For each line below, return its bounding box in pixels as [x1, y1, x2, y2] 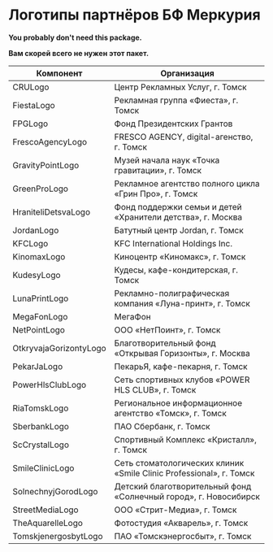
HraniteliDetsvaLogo [12, 206, 91, 217]
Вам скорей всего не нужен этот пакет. [8, 48, 149, 58]
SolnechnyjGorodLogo [12, 485, 98, 497]
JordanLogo [12, 224, 59, 236]
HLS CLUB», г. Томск [114, 384, 197, 395]
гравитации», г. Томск [114, 164, 202, 176]
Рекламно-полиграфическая [114, 287, 230, 298]
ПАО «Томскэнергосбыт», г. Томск [114, 530, 252, 541]
